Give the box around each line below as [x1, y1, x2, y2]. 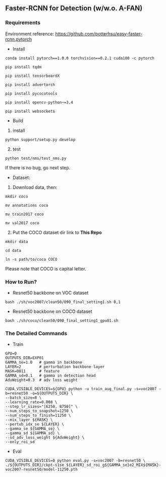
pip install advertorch [5, 82, 56, 87]
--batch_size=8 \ [5, 395, 42, 401]
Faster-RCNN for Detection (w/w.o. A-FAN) [5, 4, 143, 13]
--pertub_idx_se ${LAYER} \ [5, 422, 65, 427]
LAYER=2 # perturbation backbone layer [5, 364, 105, 369]
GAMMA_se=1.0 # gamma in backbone [5, 360, 82, 365]
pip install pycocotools [5, 91, 58, 96]
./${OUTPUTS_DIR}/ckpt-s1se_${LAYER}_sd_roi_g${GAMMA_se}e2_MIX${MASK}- [5, 462, 161, 468]
